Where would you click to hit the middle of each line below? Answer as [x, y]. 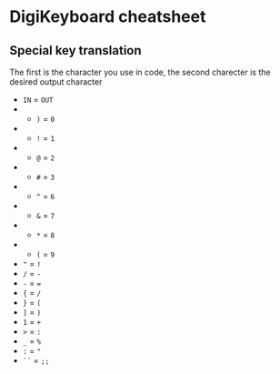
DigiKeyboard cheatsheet [108, 17]
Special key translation [76, 51]
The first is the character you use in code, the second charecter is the [140, 72]
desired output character [56, 82]
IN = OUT [38, 99]
